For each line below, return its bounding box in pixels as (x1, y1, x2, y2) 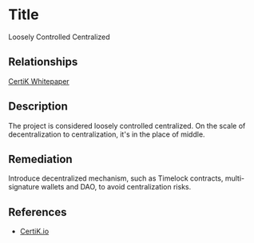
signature (8, 182, 40, 192)
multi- (224, 173, 245, 183)
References (8, 205, 67, 219)
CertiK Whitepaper (8, 76, 69, 86)
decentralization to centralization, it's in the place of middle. (8, 129, 205, 139)
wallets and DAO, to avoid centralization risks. (41, 182, 192, 192)
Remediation (8, 152, 73, 165)
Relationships (8, 55, 78, 69)
